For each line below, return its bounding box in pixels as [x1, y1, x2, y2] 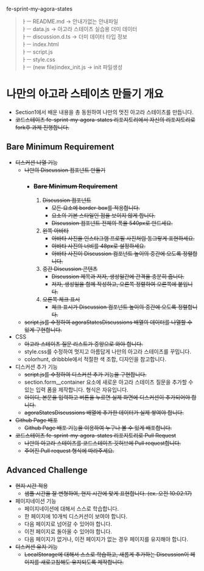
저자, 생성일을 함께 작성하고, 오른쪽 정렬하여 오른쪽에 [51, 281, 177, 288]
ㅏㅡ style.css [21, 56, 56, 63]
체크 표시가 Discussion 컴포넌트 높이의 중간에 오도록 [51, 303, 177, 311]
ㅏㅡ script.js [21, 48, 53, 56]
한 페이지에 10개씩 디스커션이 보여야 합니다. [24, 512, 128, 520]
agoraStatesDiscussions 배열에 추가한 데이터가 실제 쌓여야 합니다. [24, 409, 184, 417]
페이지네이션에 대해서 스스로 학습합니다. [24, 505, 119, 512]
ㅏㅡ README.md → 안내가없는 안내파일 [21, 18, 119, 25]
